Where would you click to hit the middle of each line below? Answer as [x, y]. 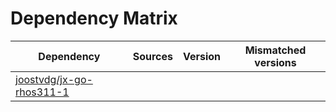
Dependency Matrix [94, 18]
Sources [152, 56]
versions [275, 62]
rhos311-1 [42, 92]
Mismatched [275, 50]
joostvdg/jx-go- [54, 79]
